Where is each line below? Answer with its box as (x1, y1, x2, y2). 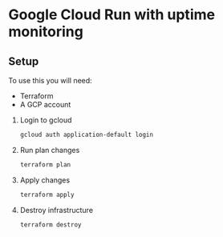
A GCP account (19, 100, 71, 109)
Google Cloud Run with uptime (8, 6, 215, 24)
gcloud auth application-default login (19, 131, 154, 139)
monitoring (8, 22, 84, 41)
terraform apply (19, 191, 75, 199)
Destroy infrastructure (19, 205, 94, 215)
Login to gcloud (19, 115, 72, 125)
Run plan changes (19, 145, 80, 155)
